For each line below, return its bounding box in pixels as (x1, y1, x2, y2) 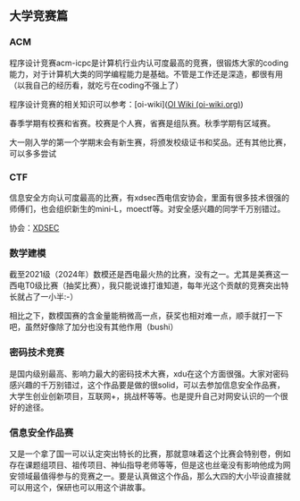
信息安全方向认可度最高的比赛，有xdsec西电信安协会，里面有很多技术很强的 (9, 191, 290, 203)
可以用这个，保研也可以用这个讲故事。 (9, 481, 150, 492)
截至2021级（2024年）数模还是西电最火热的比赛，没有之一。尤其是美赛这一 (9, 269, 289, 280)
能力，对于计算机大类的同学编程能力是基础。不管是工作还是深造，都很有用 (9, 68, 283, 79)
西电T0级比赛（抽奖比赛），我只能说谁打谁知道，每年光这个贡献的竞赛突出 (9, 280, 281, 291)
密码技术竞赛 (9, 346, 65, 359)
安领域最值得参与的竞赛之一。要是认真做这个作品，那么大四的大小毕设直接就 (9, 471, 291, 481)
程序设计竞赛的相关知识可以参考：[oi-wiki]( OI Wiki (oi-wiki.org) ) (9, 98, 244, 109)
